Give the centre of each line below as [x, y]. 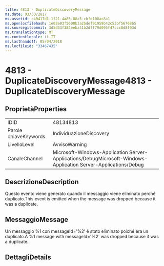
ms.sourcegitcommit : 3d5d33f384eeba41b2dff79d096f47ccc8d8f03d [71, 28]
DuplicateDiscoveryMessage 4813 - [79, 81]
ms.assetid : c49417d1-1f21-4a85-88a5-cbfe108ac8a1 [58, 19]
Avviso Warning [70, 144]
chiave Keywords [26, 136]
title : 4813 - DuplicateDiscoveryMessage [48, 10]
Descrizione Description [42, 182]
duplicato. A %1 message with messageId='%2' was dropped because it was [82, 237]
